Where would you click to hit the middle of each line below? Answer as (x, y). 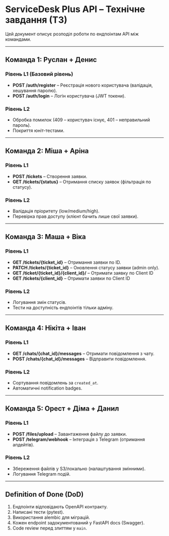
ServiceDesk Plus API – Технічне (75, 9)
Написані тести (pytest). (38, 512)
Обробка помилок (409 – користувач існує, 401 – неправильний (81, 120)
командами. (18, 39)
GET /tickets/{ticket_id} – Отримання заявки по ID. (67, 262)
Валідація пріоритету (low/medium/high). (56, 211)
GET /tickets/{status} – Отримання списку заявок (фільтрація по (82, 182)
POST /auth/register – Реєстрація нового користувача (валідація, (83, 85)
